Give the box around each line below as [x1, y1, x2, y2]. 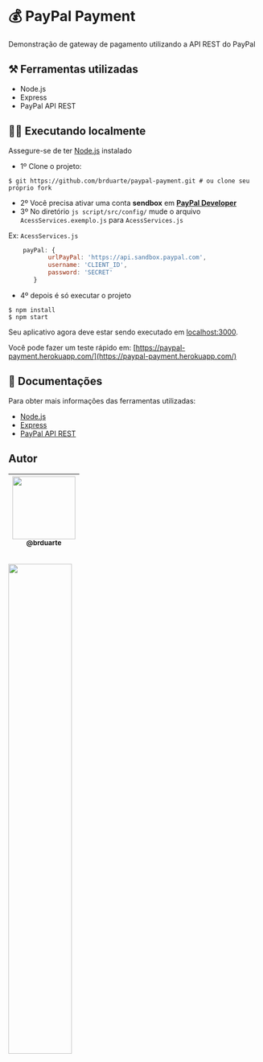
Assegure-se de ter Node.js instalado [8, 146, 133, 155]
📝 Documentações [8, 375, 103, 388]
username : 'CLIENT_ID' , [47, 261, 128, 269]
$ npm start [8, 313, 48, 321]
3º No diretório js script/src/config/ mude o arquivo [19, 207, 201, 216]
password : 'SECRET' [47, 269, 113, 277]
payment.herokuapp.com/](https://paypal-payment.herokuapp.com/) [8, 351, 237, 361]
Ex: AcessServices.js [8, 231, 79, 240]
